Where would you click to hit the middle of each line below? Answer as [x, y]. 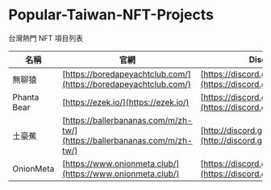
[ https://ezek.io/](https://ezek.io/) [125, 102]
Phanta [26, 97]
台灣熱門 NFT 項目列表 [46, 38]
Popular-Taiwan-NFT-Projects [111, 15]
